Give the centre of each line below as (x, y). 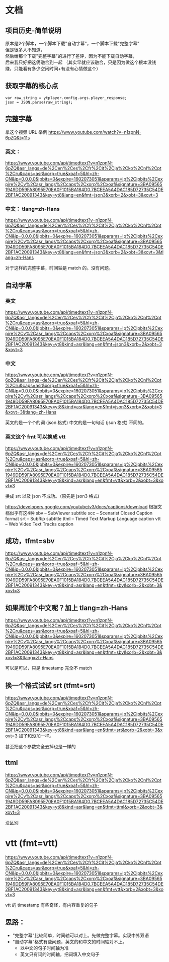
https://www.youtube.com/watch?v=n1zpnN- (95, 132)
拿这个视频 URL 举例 (26, 132)
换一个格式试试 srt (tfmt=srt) (50, 685)
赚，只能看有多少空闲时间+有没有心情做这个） (53, 69)
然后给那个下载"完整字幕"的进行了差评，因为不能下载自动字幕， (71, 56)
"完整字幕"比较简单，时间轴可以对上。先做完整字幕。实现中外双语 (81, 935)
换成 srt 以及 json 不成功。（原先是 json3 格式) (52, 496)
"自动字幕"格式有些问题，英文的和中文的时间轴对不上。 (70, 941)
